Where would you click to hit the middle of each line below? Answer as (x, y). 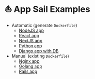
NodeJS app (31, 30)
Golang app (30, 66)
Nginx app (29, 61)
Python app (30, 46)
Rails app (28, 71)
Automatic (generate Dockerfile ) (44, 25)
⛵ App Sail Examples (47, 9)
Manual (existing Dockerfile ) (40, 56)
